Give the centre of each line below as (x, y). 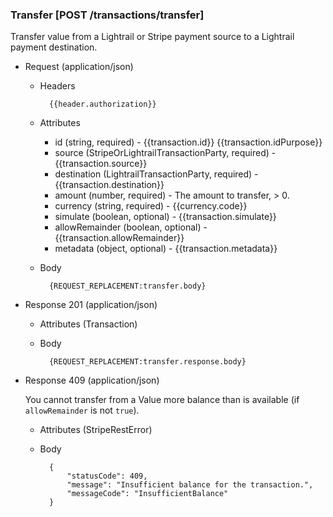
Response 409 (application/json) (92, 380)
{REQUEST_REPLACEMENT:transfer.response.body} (147, 362)
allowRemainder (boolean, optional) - (131, 227)
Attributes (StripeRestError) (96, 430)
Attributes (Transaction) (88, 324)
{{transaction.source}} (101, 164)
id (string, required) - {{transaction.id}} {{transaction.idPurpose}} (188, 142)
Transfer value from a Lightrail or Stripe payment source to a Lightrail (152, 37)
